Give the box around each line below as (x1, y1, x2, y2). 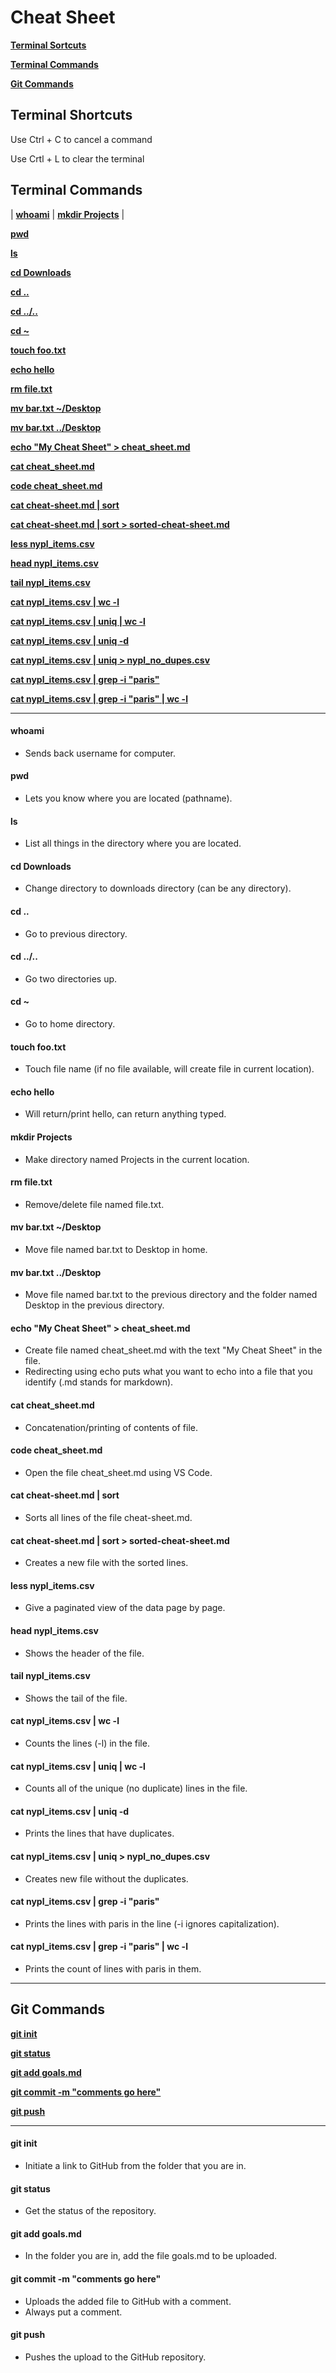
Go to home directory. (24, 1017, 116, 1030)
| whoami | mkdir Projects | (10, 208, 125, 220)
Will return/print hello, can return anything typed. (24, 1108, 227, 1120)
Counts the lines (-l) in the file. (24, 1737, 150, 1750)
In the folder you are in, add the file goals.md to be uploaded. (24, 2250, 278, 2262)
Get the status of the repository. (24, 2205, 157, 2217)
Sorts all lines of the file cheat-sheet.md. (24, 1512, 193, 1524)
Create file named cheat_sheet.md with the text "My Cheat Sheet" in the (24, 1344, 323, 1356)
